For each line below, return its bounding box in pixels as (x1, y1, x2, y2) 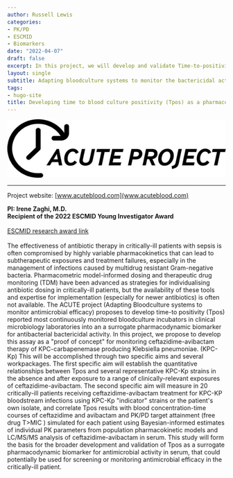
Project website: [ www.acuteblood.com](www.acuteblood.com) (7, 191, 189, 200)
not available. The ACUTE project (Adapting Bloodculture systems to (7, 300, 202, 309)
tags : (7, 84, 23, 92)
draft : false (7, 56, 45, 62)
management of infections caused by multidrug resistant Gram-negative (7, 264, 214, 272)
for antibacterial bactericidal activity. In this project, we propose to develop (7, 330, 221, 339)
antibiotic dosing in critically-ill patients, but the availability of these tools (7, 286, 215, 294)
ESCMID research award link (7, 227, 89, 235)
